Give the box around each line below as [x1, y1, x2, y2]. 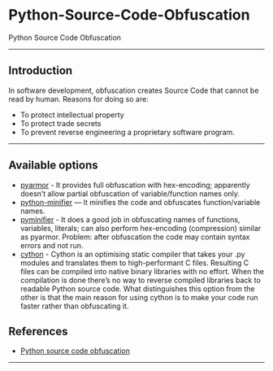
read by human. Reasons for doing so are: [8, 94, 149, 103]
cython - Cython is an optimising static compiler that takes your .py [19, 249, 245, 259]
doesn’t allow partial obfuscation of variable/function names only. [19, 189, 240, 199]
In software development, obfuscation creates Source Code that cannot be [8, 85, 259, 95]
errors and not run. [19, 240, 84, 250]
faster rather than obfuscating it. [19, 301, 129, 311]
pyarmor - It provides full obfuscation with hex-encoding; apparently [19, 180, 250, 190]
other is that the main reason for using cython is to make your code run [19, 292, 258, 302]
